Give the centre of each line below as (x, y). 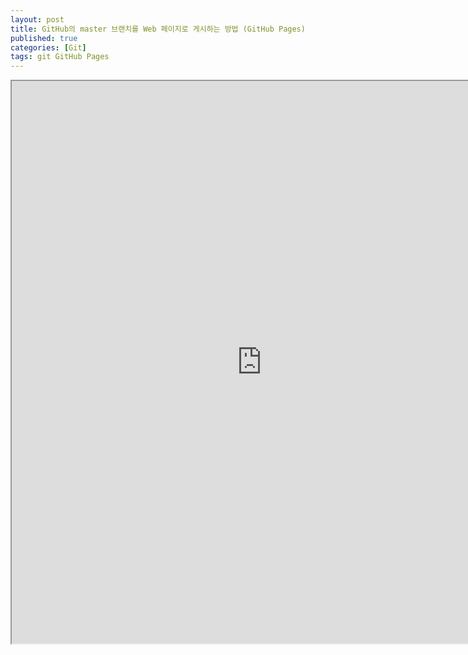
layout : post (37, 19)
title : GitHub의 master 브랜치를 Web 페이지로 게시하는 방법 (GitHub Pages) (158, 29)
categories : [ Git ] (48, 47)
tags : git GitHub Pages (60, 57)
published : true (44, 38)
